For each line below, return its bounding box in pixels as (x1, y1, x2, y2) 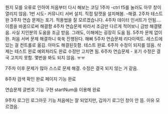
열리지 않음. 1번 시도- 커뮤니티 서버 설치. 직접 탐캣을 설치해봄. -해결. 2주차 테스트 (5, 11, 163, 17)
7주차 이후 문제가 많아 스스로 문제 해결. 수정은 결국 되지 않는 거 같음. (5, 65, 138, 71)
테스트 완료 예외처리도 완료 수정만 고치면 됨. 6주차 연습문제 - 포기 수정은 (14, 48, 155, 54)
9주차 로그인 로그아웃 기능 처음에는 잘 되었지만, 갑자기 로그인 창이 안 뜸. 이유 (5, 97, 155, 103)
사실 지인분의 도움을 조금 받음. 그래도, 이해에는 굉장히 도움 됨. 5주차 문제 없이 (12, 30, 162, 35)
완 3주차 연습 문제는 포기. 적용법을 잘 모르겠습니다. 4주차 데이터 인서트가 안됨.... (5, 17, 161, 23)
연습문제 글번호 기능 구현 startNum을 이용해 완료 (5, 87, 101, 92)
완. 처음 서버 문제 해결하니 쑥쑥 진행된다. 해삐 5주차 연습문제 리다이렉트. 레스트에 (5, 36, 163, 42)
